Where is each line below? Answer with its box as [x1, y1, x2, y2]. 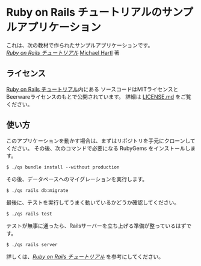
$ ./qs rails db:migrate [6, 187, 69, 193]
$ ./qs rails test [6, 211, 52, 217]
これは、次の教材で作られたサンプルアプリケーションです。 [6, 42, 153, 49]
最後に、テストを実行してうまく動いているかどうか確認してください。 [6, 199, 179, 206]
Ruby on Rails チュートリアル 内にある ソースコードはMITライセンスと [6, 85, 179, 93]
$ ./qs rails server [6, 241, 58, 247]
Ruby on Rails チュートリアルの [6, 5, 162, 19]
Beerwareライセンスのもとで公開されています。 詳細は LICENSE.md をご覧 [6, 93, 191, 100]
